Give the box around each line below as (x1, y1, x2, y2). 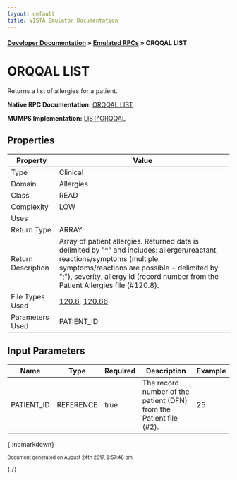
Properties (7, 135, 55, 147)
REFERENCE (56, 400, 98, 409)
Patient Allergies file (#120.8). (59, 280, 159, 290)
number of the (142, 386, 190, 396)
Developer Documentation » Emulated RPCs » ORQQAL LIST (7, 39, 187, 47)
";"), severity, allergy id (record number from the (59, 271, 219, 281)
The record (142, 378, 180, 388)
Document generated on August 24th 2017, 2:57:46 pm (7, 453, 133, 461)
